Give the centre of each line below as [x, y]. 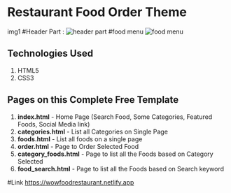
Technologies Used [50, 53]
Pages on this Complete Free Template [93, 100]
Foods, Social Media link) [54, 124]
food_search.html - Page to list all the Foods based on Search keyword [121, 169]
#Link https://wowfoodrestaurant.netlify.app [71, 182]
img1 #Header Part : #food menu [75, 31]
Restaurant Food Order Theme [97, 12]
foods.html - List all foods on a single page [80, 139]
